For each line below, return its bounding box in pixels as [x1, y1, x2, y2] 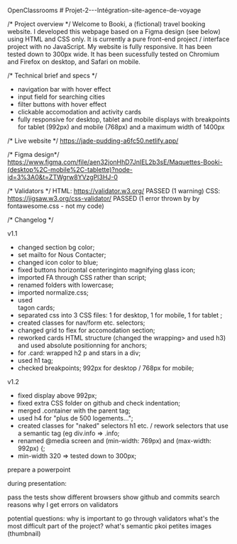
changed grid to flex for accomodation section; [17, 326, 155, 334]
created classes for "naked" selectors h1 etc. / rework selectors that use [17, 422, 228, 430]
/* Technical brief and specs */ [7, 71, 98, 80]
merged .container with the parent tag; [17, 406, 131, 415]
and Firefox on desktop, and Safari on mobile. [7, 58, 140, 66]
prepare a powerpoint [7, 465, 71, 474]
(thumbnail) [7, 529, 41, 538]
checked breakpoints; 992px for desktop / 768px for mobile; [17, 364, 194, 372]
